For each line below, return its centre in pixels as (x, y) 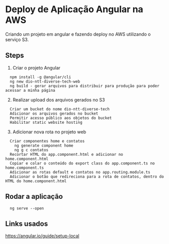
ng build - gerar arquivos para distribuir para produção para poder (85, 86)
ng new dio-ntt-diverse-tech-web (45, 81)
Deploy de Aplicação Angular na (74, 9)
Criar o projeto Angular (36, 67)
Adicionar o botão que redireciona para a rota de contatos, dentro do (87, 177)
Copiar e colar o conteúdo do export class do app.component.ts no (82, 163)
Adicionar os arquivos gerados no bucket (54, 113)
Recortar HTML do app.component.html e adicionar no (67, 154)
